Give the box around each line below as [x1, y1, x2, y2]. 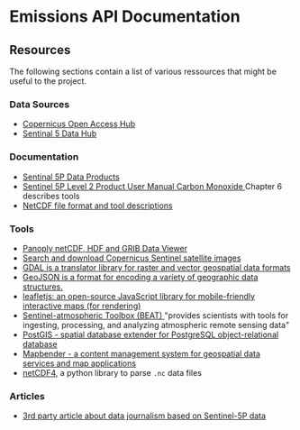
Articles [9, 389, 45, 402]
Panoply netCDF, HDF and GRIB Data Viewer [22, 242, 187, 253]
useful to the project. [9, 76, 87, 87]
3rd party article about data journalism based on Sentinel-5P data [22, 410, 267, 421]
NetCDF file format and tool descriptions [22, 200, 173, 211]
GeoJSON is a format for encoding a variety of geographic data [22, 271, 259, 282]
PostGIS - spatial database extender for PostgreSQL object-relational [22, 329, 279, 340]
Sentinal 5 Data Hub [22, 128, 97, 139]
